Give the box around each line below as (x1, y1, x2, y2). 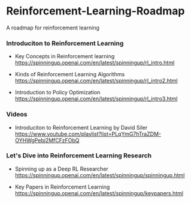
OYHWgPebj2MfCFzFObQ (14, 136, 80, 144)
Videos (6, 110, 28, 118)
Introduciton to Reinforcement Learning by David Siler (14, 124, 148, 131)
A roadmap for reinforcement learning (6, 24, 100, 31)
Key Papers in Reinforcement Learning (14, 183, 110, 190)
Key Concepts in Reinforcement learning (14, 53, 115, 60)
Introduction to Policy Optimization (14, 89, 101, 96)
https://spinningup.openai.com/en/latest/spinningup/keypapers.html (14, 189, 184, 196)
